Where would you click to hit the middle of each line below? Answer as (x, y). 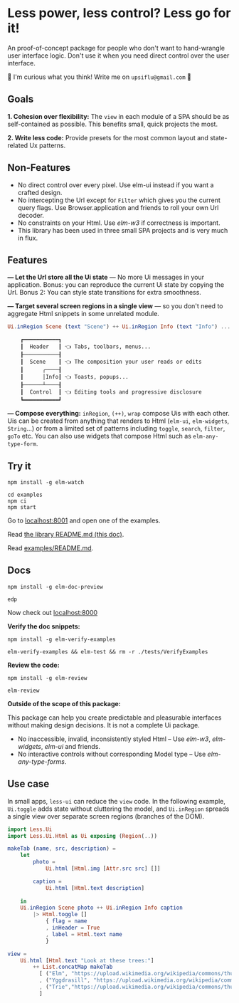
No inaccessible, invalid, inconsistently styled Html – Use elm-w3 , (114, 739)
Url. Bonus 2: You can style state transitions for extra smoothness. (104, 293)
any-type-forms (41, 761)
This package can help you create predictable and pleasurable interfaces (115, 718)
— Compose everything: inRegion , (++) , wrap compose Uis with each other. (118, 414)
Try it (19, 466)
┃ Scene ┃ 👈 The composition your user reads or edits (111, 362)
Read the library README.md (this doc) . (66, 535)
